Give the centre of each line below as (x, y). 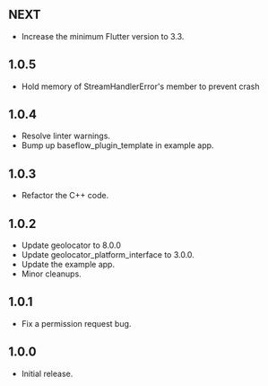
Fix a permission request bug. (76, 323)
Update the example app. (68, 265)
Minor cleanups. (51, 274)
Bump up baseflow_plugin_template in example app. (117, 145)
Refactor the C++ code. (65, 196)
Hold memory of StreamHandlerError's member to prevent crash (140, 86)
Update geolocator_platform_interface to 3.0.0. (108, 255)
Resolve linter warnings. (66, 136)
